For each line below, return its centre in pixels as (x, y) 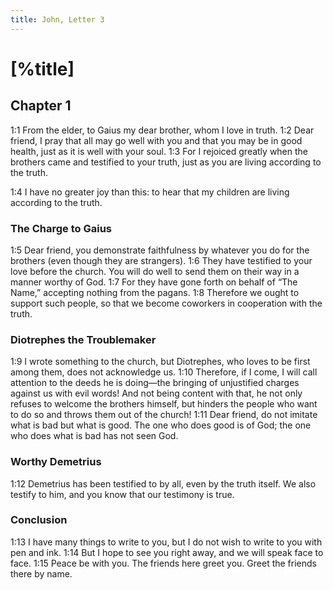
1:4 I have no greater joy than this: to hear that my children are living (150, 192)
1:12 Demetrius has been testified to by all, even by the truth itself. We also (163, 483)
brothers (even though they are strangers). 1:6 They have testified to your (161, 260)
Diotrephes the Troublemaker (83, 339)
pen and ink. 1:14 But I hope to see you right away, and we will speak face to (167, 552)
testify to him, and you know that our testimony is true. (122, 494)
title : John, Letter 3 (57, 19)
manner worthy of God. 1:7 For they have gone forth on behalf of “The (154, 282)
